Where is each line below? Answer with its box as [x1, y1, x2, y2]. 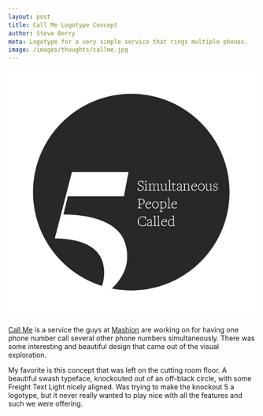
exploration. [8, 351, 47, 360]
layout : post [8, 13, 51, 20]
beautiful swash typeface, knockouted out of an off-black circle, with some [8, 374, 252, 384]
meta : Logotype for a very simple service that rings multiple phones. [8, 38, 248, 46]
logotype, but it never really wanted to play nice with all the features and [8, 391, 243, 400]
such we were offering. [8, 399, 83, 409]
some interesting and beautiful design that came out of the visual [8, 342, 219, 351]
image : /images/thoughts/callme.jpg [8, 46, 128, 54]
